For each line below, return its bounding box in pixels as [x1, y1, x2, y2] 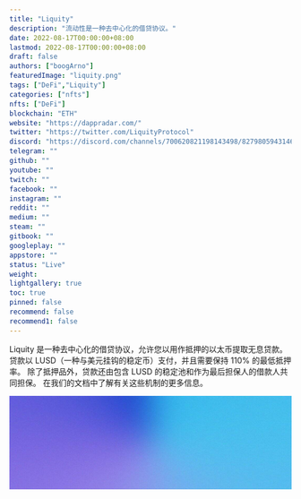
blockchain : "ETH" [9, 108, 78, 118]
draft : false [9, 52, 58, 62]
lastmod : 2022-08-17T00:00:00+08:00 [9, 43, 146, 52]
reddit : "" [9, 203, 50, 212]
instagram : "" [9, 194, 63, 203]
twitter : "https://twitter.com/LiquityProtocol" [9, 128, 194, 137]
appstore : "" [9, 251, 58, 260]
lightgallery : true [9, 279, 82, 288]
